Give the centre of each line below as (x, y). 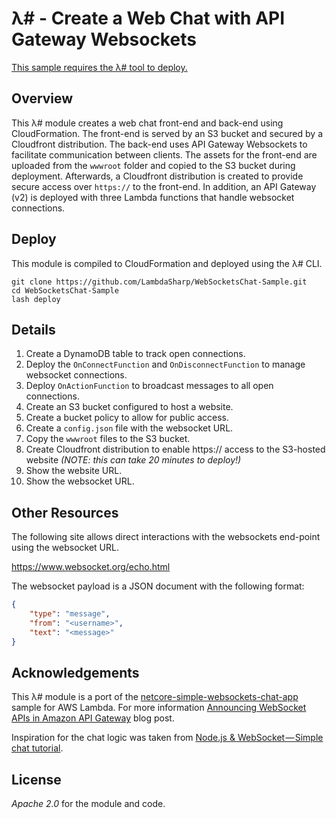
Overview (42, 98)
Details (33, 329)
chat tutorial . (37, 748)
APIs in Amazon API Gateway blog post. (93, 718)
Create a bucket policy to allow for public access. (127, 418)
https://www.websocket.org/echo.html (91, 567)
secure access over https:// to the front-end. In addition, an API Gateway (164, 186)
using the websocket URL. (65, 548)
